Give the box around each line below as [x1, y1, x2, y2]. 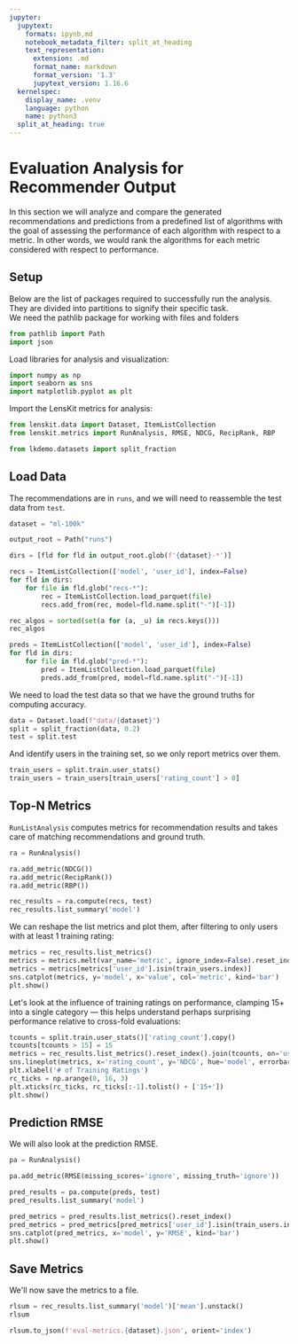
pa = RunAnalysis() [9, 1156, 82, 1165]
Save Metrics [9, 1261, 84, 1277]
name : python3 [25, 112, 77, 121]
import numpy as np [9, 371, 82, 379]
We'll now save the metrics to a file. [9, 1285, 139, 1295]
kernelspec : [17, 87, 62, 96]
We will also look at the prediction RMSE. [9, 1138, 159, 1149]
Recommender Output [9, 177, 176, 198]
